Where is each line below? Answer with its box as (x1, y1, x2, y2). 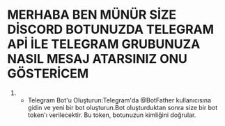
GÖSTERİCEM (7, 66, 89, 82)
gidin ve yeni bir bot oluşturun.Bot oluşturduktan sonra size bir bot (27, 103, 218, 111)
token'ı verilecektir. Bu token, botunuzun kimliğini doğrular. (27, 111, 196, 119)
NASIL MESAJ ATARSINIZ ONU (7, 51, 188, 67)
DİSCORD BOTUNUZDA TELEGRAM (7, 21, 215, 37)
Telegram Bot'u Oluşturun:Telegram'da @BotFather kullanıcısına (27, 96, 211, 104)
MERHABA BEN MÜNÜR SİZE (7, 7, 177, 23)
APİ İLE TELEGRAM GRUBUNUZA (7, 37, 201, 52)
